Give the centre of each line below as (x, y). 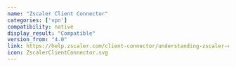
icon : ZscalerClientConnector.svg (58, 53)
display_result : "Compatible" (52, 33)
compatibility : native (40, 27)
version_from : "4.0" (38, 40)
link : (15, 46)
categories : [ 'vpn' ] (38, 20)
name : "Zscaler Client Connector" (58, 14)
